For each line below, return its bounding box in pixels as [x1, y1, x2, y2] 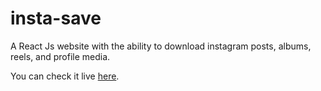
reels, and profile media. [10, 50, 111, 62]
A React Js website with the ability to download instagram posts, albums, [10, 40, 312, 52]
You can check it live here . [10, 70, 120, 82]
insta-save [10, 7, 102, 30]
